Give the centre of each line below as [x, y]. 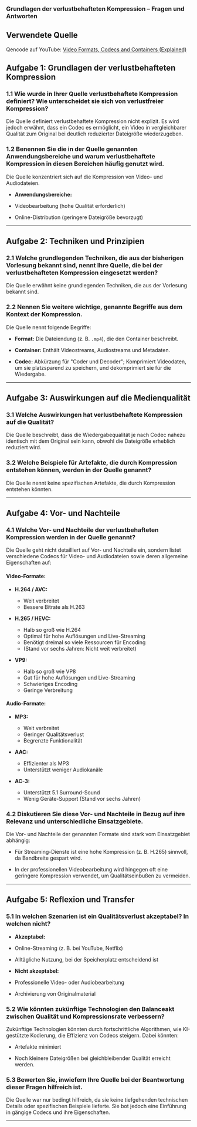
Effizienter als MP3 [46, 763]
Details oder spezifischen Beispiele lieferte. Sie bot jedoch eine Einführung [96, 1106]
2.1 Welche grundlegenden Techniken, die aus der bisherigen [95, 258]
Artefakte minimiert [38, 1047]
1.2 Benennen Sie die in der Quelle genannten [72, 149]
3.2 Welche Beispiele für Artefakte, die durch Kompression [92, 463]
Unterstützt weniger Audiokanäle [63, 770]
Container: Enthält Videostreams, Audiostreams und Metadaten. [92, 350]
